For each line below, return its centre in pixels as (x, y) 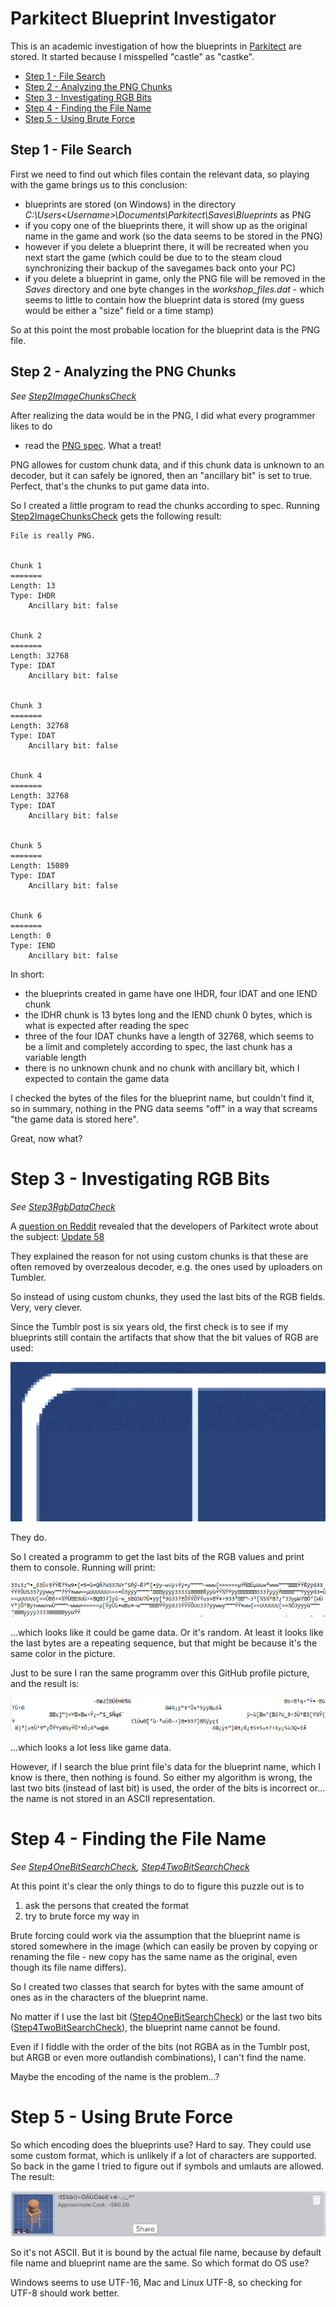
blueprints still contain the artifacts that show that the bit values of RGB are (164, 1337)
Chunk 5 (26, 845)
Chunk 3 (26, 705)
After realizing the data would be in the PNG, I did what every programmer (163, 415)
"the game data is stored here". (74, 1119)
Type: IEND (33, 945)
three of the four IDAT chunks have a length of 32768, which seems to (169, 1036)
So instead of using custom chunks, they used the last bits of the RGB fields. (168, 1296)
